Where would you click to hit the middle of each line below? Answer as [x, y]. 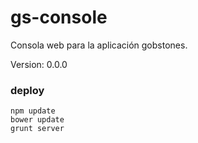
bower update [37, 120]
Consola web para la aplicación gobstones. [99, 45]
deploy [27, 90]
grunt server [37, 129]
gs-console [59, 17]
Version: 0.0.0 [39, 64]
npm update [33, 111]
